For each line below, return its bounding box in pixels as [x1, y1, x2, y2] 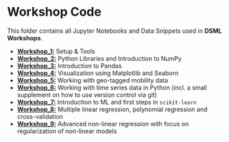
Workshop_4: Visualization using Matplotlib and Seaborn [16, 69, 179, 77]
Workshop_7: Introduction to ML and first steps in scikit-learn [16, 98, 197, 106]
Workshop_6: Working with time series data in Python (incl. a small [16, 83, 207, 91]
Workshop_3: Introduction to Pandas [16, 61, 122, 70]
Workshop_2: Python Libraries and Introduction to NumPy [16, 54, 182, 62]
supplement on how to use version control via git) [16, 90, 158, 99]
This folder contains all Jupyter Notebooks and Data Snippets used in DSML [7, 27, 222, 35]
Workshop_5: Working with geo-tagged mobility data [16, 76, 168, 84]
